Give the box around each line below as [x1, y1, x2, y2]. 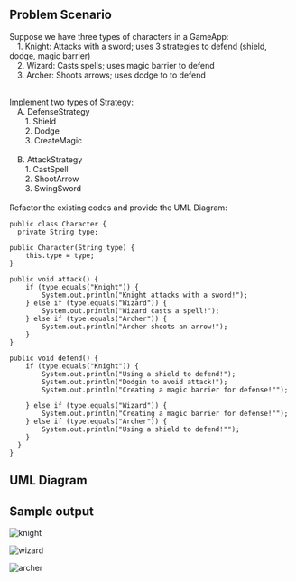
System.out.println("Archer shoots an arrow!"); [42, 322, 228, 331]
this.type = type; [25, 251, 95, 260]
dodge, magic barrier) [9, 50, 91, 61]
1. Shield [25, 115, 57, 126]
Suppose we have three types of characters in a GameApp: [9, 31, 229, 41]
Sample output [9, 503, 95, 519]
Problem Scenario [9, 7, 113, 23]
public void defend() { [9, 354, 99, 363]
